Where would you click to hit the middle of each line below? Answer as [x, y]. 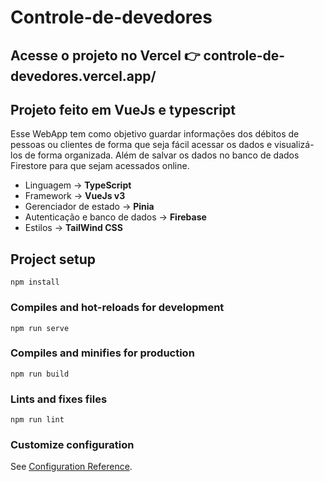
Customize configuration [72, 445]
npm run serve [40, 328]
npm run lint [37, 420]
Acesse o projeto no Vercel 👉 [105, 55]
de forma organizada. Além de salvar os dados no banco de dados [162, 155]
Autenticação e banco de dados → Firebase [115, 217]
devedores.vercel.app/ [83, 76]
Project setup [53, 259]
